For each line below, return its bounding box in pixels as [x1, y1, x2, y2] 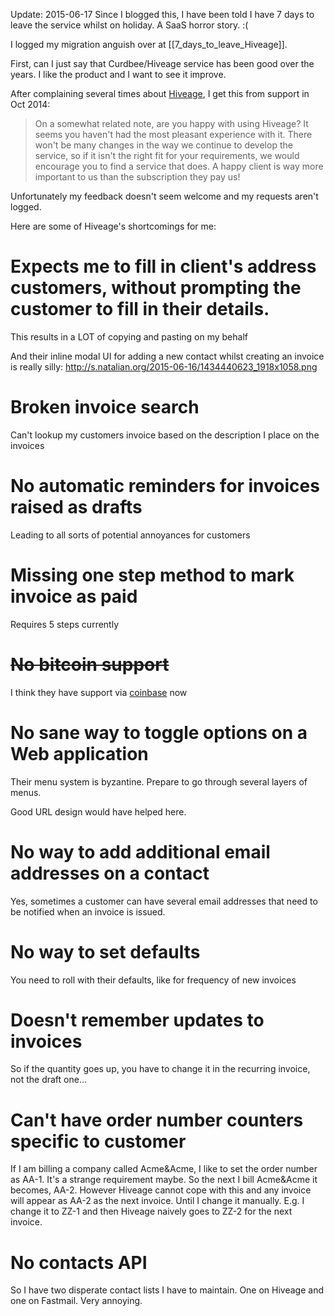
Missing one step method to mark [10, 564, 295, 586]
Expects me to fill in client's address [10, 255, 317, 278]
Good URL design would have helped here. [10, 805, 187, 818]
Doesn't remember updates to [10, 1009, 265, 1031]
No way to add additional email [10, 840, 271, 863]
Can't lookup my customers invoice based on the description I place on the [10, 429, 320, 441]
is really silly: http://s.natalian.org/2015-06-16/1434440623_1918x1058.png [10, 360, 318, 373]
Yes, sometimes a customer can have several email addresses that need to [10, 895, 318, 907]
